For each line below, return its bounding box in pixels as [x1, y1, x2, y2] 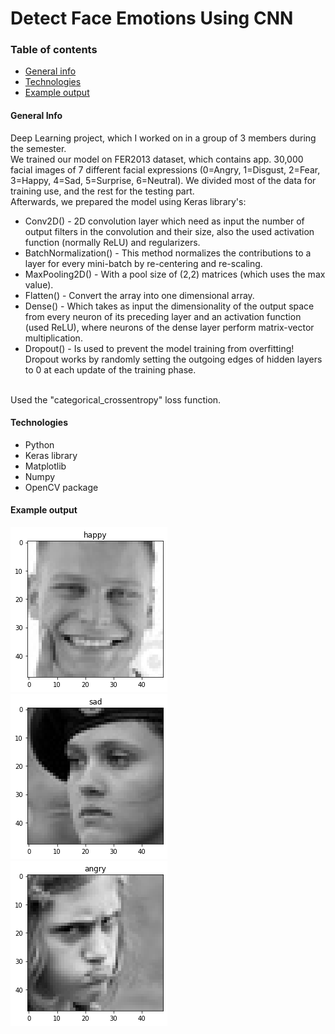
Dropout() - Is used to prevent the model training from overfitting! [24, 342, 295, 354]
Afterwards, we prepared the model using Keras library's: [10, 195, 247, 207]
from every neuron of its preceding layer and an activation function [24, 310, 302, 322]
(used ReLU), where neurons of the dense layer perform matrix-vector [24, 321, 315, 333]
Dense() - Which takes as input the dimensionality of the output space [24, 300, 315, 312]
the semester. [10, 142, 67, 154]
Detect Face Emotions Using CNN [10, 7, 294, 30]
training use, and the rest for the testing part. [10, 185, 195, 197]
